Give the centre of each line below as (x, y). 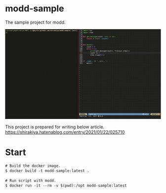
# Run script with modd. (31, 181)
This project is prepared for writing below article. (55, 127)
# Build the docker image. (33, 166)
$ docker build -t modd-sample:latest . (47, 171)
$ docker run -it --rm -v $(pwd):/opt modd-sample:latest (66, 186)
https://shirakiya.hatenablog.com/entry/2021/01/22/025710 (65, 132)
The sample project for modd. (35, 22)
